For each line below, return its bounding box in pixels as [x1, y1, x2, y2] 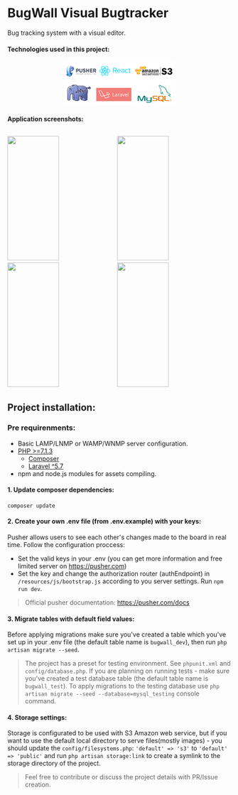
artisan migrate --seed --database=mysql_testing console [24, 689, 200, 698]
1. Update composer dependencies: [7, 485, 115, 494]
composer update [7, 502, 55, 509]
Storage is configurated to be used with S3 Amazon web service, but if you [7, 729, 227, 737]
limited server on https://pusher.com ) [17, 561, 127, 570]
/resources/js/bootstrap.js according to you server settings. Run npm [17, 577, 224, 585]
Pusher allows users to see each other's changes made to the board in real [7, 533, 227, 541]
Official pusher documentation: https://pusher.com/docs [24, 598, 190, 607]
